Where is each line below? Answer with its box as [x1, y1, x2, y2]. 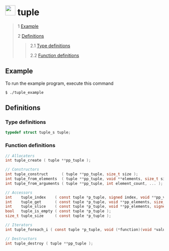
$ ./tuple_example [5, 90, 44, 95]
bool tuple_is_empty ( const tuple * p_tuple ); [5, 209, 112, 214]
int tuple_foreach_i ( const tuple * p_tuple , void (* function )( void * [5, 227, 156, 232]
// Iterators [5, 222, 33, 228]
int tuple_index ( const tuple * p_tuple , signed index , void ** [5, 195, 156, 200]
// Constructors [5, 167, 39, 172]
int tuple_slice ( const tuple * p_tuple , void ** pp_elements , [5, 204, 152, 209]
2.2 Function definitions [30, 52, 79, 58]
